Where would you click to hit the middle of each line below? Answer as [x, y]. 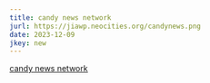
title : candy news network [60, 18]
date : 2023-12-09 [42, 34]
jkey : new [28, 43]
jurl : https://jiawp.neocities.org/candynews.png [105, 26]
